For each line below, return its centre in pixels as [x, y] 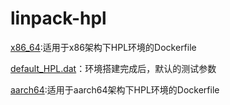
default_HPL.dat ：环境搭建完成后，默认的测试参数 [113, 68]
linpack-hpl [58, 18]
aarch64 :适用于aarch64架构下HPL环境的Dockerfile [115, 89]
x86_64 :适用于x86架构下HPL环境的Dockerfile [103, 47]
